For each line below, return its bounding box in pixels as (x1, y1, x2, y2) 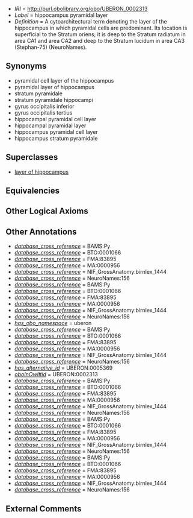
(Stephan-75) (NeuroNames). (14, 43, 87, 51)
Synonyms (5, 61, 47, 71)
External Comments (5, 504, 82, 514)
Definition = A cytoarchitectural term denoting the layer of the (14, 18, 167, 25)
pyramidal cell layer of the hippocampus (14, 77, 114, 84)
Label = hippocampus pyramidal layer (14, 11, 108, 19)
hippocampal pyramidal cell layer (14, 115, 97, 122)
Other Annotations (5, 226, 77, 237)
